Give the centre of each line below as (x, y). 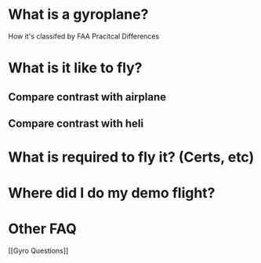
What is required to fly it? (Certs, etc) (131, 157)
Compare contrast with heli (76, 123)
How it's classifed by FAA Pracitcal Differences (84, 36)
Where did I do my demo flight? (112, 193)
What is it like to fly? (75, 68)
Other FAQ (42, 229)
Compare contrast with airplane (87, 97)
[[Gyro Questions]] (38, 251)
